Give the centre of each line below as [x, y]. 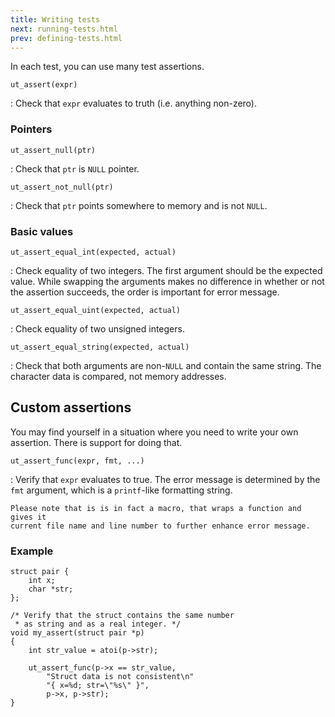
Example [32, 551]
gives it [28, 517]
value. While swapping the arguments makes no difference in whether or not [167, 281]
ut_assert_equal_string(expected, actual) [100, 347]
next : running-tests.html [64, 29]
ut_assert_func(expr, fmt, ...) [77, 461]
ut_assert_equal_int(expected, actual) [93, 252]
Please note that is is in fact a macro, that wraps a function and [156, 508]
